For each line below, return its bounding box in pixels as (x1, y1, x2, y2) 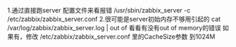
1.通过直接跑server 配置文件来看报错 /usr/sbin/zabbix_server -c (7, 6, 191, 14)
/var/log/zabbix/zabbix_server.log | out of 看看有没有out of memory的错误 (7, 24, 221, 32)
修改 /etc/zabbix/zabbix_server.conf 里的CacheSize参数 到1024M (25, 32, 216, 41)
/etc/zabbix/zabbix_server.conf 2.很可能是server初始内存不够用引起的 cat (7, 15, 221, 23)
